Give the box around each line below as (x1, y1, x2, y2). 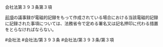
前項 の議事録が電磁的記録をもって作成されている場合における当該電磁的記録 (5, 15, 158, 20)
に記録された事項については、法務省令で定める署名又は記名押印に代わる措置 (5, 21, 159, 26)
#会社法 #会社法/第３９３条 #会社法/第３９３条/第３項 (5, 37, 114, 43)
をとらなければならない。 (5, 27, 56, 32)
